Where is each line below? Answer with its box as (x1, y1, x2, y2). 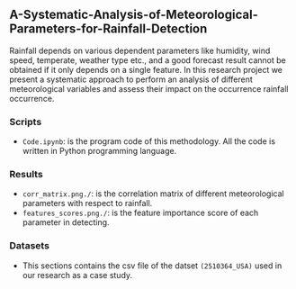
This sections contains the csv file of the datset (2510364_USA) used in (22, 260, 283, 271)
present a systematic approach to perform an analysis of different (9, 74, 254, 85)
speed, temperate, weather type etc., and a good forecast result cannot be (9, 54, 286, 66)
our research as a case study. (22, 269, 133, 280)
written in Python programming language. (22, 146, 177, 157)
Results (9, 168, 43, 181)
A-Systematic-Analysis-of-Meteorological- (9, 7, 258, 23)
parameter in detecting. (22, 217, 110, 228)
